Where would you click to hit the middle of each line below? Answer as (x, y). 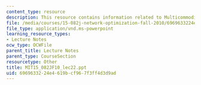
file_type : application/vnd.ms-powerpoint (60, 28)
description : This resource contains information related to (84, 17)
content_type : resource (36, 12)
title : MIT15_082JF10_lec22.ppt (46, 67)
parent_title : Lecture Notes (42, 51)
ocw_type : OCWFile (29, 45)
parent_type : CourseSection (41, 56)
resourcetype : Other (32, 62)
